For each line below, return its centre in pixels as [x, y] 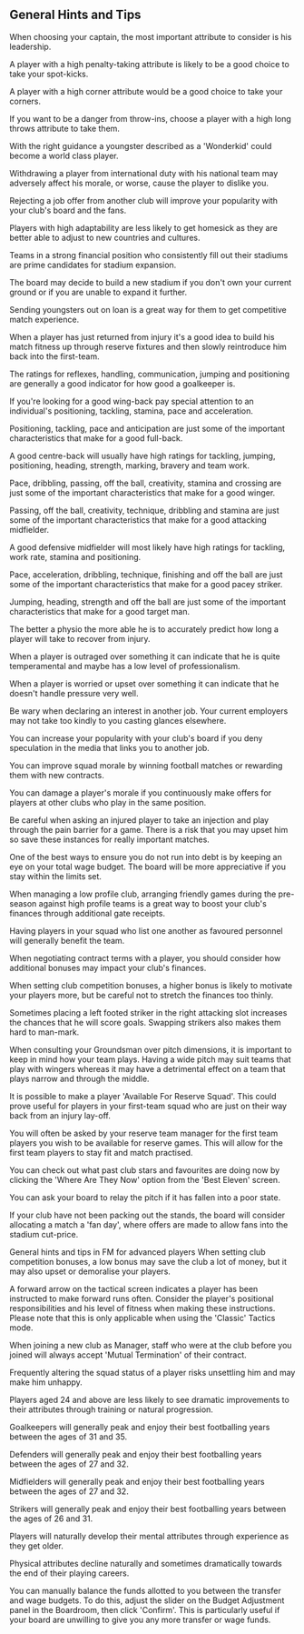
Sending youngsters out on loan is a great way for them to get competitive [148, 309]
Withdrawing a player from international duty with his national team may [144, 173]
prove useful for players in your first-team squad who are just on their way [148, 1106]
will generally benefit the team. [67, 940]
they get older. [36, 1546]
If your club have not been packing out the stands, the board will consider [147, 1215]
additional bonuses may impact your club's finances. [108, 967]
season [23, 903]
